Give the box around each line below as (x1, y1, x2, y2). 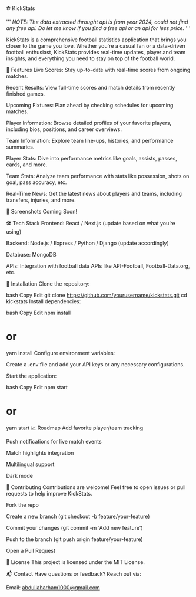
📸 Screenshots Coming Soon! (6, 208, 78, 215)
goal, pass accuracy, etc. (6, 179, 67, 186)
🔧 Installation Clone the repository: (6, 280, 90, 287)
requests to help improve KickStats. (6, 490, 92, 497)
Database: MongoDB (6, 251, 57, 258)
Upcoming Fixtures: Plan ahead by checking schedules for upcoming (6, 102, 174, 109)
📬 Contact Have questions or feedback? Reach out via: (6, 570, 142, 577)
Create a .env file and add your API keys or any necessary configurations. (6, 360, 185, 368)
